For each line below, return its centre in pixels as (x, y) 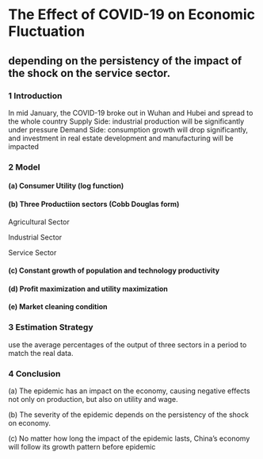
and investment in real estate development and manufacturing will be (121, 138)
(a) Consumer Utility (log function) (66, 186)
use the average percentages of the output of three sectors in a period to (128, 344)
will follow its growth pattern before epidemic (82, 446)
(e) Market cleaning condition (58, 307)
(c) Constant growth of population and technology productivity (114, 270)
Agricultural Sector (39, 222)
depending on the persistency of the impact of (125, 61)
